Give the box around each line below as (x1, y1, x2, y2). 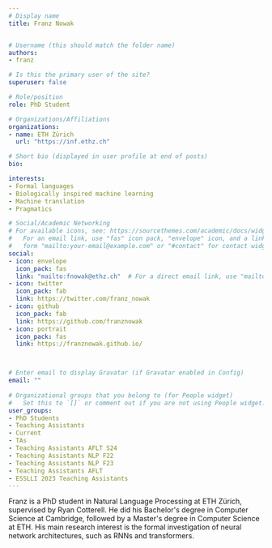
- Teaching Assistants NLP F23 (8, 459, 114, 467)
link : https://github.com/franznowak (15, 317, 143, 325)
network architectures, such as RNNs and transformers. (8, 531, 194, 541)
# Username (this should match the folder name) (8, 41, 176, 49)
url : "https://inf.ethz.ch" (15, 138, 111, 146)
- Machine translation (8, 197, 85, 205)
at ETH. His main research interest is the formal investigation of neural (8, 522, 242, 532)
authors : (8, 49, 38, 57)
